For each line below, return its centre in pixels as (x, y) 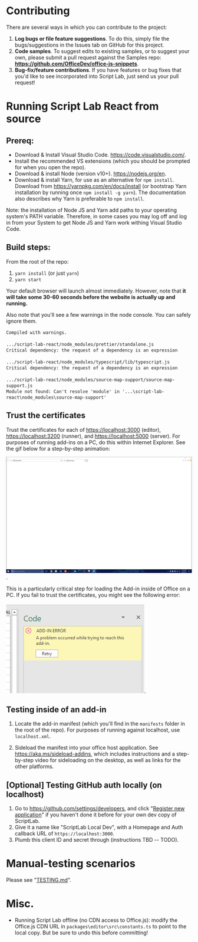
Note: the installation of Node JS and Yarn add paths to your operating (92, 210)
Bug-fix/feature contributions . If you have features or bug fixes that (98, 70)
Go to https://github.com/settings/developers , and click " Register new (100, 809)
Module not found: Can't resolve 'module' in (63, 391)
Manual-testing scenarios (71, 864)
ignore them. (22, 321)
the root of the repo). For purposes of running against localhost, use (97, 730)
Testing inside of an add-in (56, 709)
